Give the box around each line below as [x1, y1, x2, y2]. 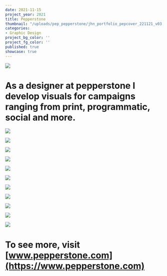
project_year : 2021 [5, 12, 46, 17]
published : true [5, 44, 39, 49]
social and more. [5, 112, 76, 123]
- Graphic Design [5, 30, 41, 35]
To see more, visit [5, 239, 80, 250]
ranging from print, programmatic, [5, 101, 150, 112]
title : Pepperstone [5, 16, 46, 21]
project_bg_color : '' [5, 35, 50, 40]
